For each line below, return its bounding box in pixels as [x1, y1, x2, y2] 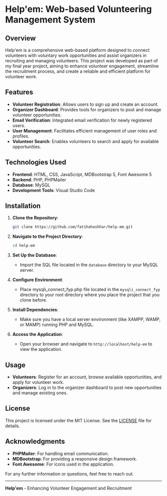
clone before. [19, 297, 47, 303]
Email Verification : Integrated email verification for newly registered [12, 117, 153, 123]
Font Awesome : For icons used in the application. [12, 461, 114, 467]
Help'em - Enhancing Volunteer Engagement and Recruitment [5, 485, 132, 491]
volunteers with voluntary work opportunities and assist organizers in [5, 52, 147, 58]
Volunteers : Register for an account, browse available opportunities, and [12, 374, 162, 380]
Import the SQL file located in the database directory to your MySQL [19, 262, 158, 268]
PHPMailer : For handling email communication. [12, 450, 109, 457]
